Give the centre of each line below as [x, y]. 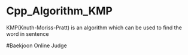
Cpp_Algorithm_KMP [59, 11]
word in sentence [28, 33]
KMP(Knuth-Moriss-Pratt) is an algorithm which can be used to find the [94, 27]
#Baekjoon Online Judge [37, 45]
